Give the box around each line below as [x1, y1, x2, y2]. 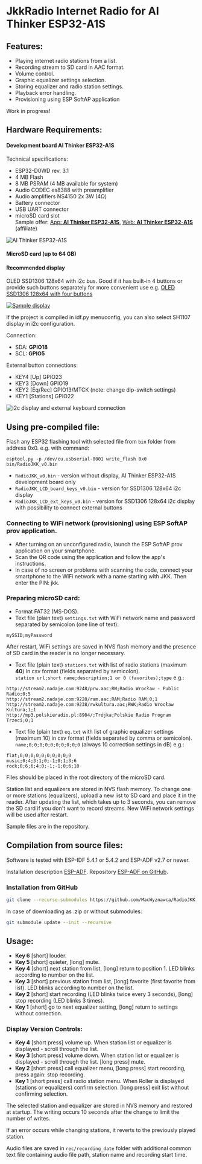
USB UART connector [14, 205, 69, 213]
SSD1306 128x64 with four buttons [6, 290, 93, 297]
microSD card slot [14, 212, 60, 219]
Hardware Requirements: [6, 125, 103, 135]
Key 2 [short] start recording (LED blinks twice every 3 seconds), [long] [14, 991, 193, 998]
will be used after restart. [6, 811, 69, 818]
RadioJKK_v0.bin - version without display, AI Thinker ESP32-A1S [14, 472, 176, 479]
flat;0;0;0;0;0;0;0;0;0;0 [6, 752, 71, 758]
